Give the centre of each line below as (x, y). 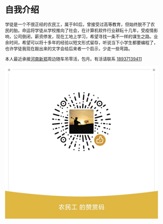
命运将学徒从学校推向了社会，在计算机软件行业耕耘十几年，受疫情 (88, 30)
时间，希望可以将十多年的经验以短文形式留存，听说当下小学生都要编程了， (83, 42)
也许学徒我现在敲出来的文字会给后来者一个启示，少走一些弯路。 (69, 48)
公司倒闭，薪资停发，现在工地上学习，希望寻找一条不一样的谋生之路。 (83, 36)
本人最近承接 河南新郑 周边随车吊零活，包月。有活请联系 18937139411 (73, 59)
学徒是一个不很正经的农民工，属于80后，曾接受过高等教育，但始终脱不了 (78, 24)
